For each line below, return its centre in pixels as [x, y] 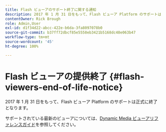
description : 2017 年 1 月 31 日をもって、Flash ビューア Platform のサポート [82, 14]
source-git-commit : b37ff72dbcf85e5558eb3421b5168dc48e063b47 [70, 33]
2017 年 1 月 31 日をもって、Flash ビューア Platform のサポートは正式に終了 [82, 101]
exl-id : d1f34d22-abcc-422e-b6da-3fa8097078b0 [54, 28]
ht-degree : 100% [22, 46]
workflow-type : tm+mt [27, 37]
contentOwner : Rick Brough [33, 19]
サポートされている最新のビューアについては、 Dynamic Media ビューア [78, 118]
